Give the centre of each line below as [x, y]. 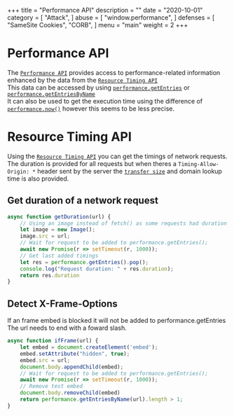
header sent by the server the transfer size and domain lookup [130, 171]
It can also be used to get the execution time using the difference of [105, 101]
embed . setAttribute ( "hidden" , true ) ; [75, 354]
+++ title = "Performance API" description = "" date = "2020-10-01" [105, 10]
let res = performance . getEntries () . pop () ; [84, 262]
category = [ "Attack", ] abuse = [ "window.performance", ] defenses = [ [111, 18]
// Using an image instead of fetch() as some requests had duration [124, 223]
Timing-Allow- [199, 164]
